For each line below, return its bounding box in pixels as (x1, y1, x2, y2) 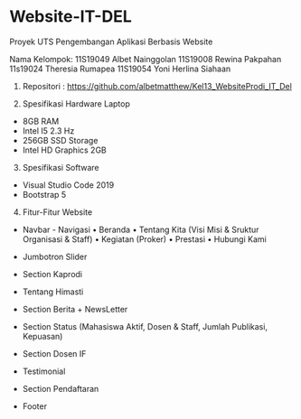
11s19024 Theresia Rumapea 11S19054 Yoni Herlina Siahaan (9, 63, 231, 74)
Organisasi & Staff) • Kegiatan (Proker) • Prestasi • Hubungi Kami (22, 233, 267, 245)
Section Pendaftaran (22, 383, 99, 394)
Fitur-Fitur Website (22, 206, 93, 218)
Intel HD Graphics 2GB (22, 144, 107, 155)
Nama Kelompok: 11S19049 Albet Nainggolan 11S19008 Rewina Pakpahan (9, 53, 282, 64)
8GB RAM (22, 116, 60, 126)
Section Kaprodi (22, 268, 83, 279)
